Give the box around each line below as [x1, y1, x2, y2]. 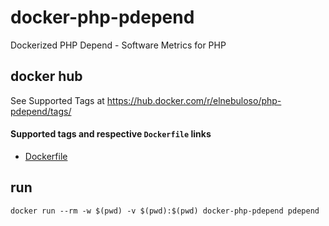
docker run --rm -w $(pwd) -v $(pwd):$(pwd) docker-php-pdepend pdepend [10, 206, 320, 216]
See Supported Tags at [10, 94, 105, 106]
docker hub [10, 68, 83, 85]
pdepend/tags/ [10, 105, 72, 117]
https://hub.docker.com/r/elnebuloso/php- [106, 94, 282, 106]
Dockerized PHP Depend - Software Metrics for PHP [10, 39, 227, 51]
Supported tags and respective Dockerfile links [10, 128, 212, 140]
